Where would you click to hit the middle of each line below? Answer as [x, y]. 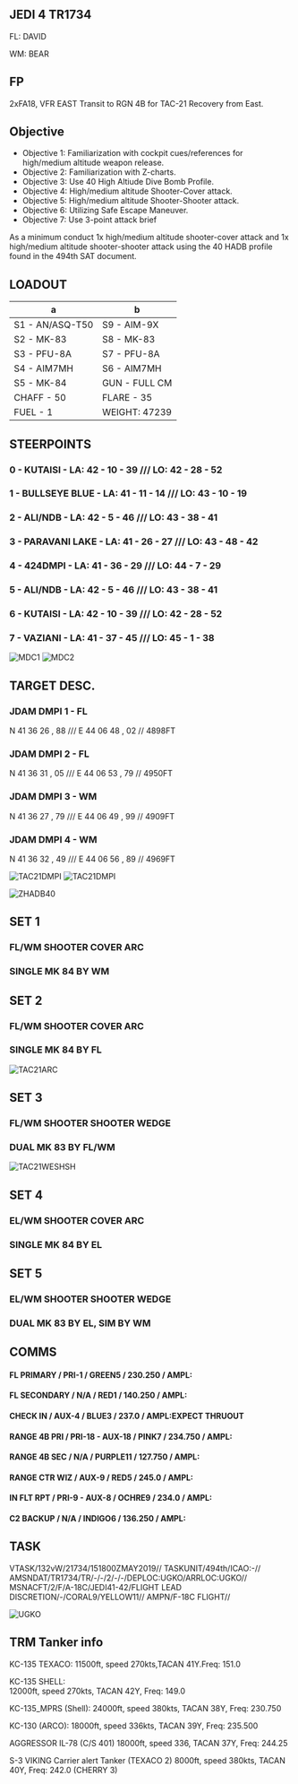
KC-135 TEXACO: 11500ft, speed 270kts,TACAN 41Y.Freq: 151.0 [125, 1664]
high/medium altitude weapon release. [93, 163]
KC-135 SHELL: [37, 1681]
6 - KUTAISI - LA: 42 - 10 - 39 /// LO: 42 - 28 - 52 [116, 614]
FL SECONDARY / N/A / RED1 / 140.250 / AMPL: [98, 1395]
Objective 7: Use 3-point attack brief [89, 220]
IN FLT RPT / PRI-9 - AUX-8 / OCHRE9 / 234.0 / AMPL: [111, 1498]
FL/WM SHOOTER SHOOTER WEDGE [90, 1123]
